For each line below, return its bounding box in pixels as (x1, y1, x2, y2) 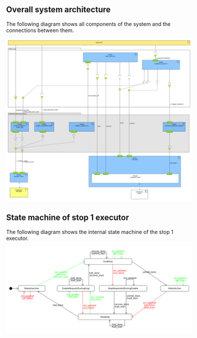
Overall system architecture (6, 5, 111, 15)
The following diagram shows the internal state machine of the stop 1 (6, 228, 174, 235)
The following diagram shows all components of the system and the (6, 20, 171, 27)
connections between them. (6, 27, 74, 34)
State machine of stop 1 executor (6, 213, 130, 223)
